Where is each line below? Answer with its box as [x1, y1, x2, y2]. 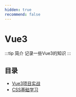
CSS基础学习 [11, 87, 38, 93]
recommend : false [4, 12, 41, 17]
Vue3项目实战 [11, 81, 41, 87]
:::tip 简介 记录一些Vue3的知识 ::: [4, 50, 72, 56]
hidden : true [4, 7, 32, 12]
